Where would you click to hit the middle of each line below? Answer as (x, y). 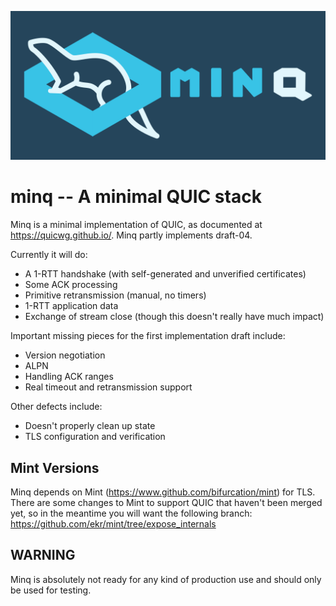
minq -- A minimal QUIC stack (136, 197)
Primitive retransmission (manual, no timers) (115, 295)
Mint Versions (55, 467)
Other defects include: (56, 407)
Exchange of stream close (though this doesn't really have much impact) (174, 317)
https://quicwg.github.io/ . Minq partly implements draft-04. (131, 235)
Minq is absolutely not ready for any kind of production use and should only (166, 579)
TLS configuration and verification (95, 437)
